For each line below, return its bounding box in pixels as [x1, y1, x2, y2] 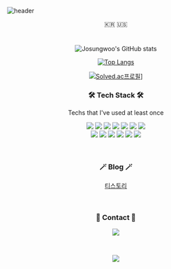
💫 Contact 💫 [95, 212, 137, 222]
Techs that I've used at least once [68, 109, 164, 117]
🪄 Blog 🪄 [99, 163, 133, 172]
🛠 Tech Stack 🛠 [88, 91, 144, 100]
